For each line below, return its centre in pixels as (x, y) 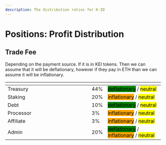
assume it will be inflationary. (35, 74)
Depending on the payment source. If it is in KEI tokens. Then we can (75, 64)
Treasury (18, 89)
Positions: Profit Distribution (65, 34)
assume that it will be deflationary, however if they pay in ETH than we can (81, 69)
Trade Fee (21, 52)
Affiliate (17, 121)
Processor (20, 113)
